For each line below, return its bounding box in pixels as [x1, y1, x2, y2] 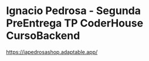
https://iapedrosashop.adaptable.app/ [6, 48, 98, 55]
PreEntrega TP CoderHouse [6, 16, 144, 30]
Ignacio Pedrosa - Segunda [6, 4, 141, 18]
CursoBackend [6, 29, 80, 42]
